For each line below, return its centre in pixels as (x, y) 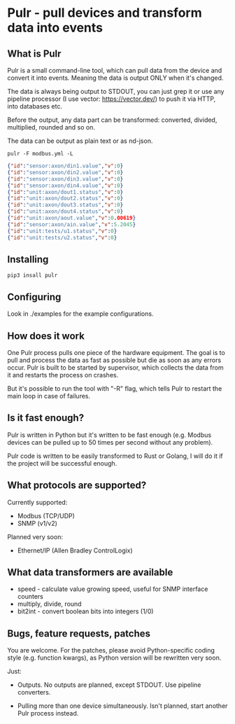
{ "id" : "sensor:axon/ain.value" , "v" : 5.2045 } (72, 224)
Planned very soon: (35, 536)
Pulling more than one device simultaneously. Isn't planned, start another (122, 706)
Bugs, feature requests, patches (79, 633)
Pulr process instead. (48, 713)
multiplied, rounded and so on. (51, 127)
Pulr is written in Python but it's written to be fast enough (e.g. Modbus (109, 435)
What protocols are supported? (77, 486)
